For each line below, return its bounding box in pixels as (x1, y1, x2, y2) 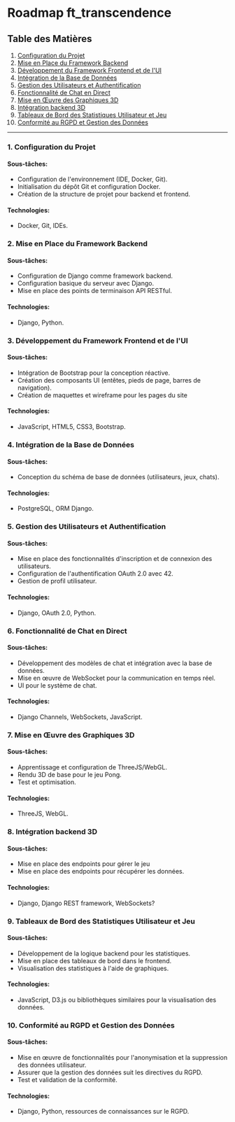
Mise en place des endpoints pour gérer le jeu (17, 860, 150, 868)
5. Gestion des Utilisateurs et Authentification (7, 522, 166, 532)
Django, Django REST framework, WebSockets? (17, 899, 155, 907)
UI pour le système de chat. (17, 681, 97, 690)
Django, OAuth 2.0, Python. (17, 609, 97, 617)
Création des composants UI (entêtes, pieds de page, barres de (17, 376, 201, 384)
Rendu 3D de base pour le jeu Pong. (17, 771, 122, 779)
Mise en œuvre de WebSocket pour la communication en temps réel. (17, 674, 215, 682)
